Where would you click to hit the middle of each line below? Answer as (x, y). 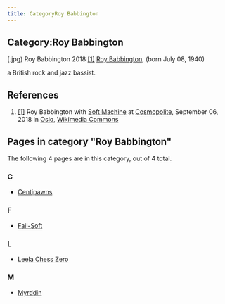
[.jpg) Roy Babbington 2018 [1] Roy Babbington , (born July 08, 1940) (106, 59)
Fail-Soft (30, 225)
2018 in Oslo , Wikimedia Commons (68, 120)
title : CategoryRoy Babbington (53, 14)
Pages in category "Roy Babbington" (90, 141)
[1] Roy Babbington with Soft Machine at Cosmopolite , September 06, (118, 112)
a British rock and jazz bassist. (52, 73)
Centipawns (35, 192)
